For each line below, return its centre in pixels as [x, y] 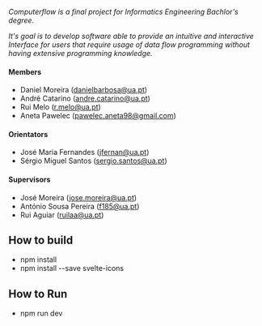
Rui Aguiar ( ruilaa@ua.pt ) [62, 215]
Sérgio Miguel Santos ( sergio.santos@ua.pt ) [93, 161]
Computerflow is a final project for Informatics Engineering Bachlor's [123, 12]
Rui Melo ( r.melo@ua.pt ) [60, 107]
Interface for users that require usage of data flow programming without [129, 45]
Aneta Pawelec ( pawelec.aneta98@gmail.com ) [98, 116]
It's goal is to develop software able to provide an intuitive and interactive [131, 36]
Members [25, 71]
